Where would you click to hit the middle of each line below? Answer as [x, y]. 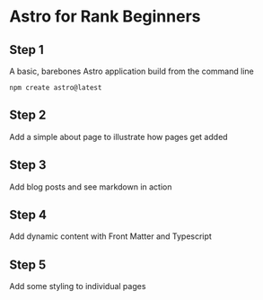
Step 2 [28, 115]
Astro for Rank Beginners [105, 17]
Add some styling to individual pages [78, 287]
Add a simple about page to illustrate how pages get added [118, 137]
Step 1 [27, 50]
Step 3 [28, 165]
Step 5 [28, 265]
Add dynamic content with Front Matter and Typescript [111, 236]
